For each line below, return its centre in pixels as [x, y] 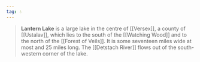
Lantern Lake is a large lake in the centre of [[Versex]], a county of [103, 28]
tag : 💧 [14, 12]
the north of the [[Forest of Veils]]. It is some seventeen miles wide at [106, 41]
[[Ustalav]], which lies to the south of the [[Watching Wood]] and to [104, 35]
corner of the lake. [65, 53]
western [31, 53]
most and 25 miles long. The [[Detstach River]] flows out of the [99, 47]
